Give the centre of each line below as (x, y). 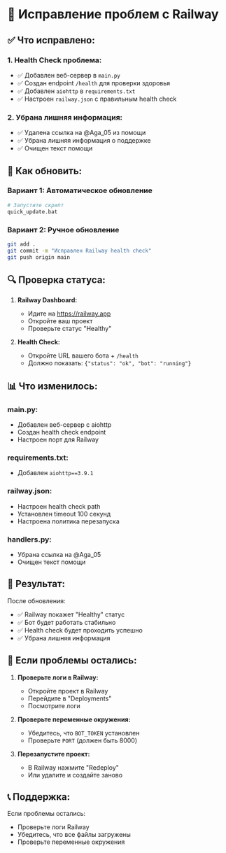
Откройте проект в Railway (68, 691)
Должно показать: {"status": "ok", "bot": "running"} (110, 363)
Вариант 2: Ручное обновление (63, 230)
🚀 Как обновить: (45, 171)
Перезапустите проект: (54, 754)
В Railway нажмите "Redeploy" (73, 767)
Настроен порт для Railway (58, 439)
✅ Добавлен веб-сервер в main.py (69, 75)
